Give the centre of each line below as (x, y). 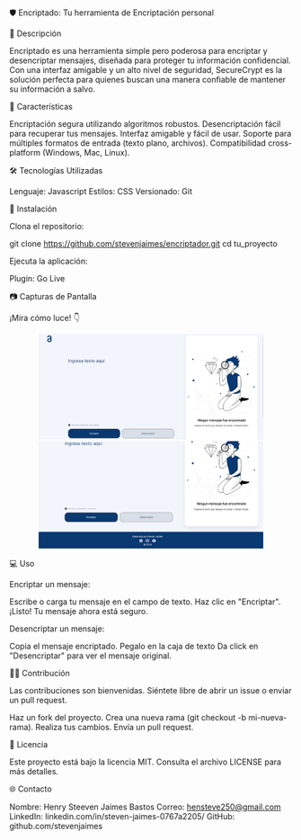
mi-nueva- (268, 718)
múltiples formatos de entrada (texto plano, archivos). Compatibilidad (138, 143)
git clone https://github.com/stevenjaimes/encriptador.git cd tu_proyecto (144, 244)
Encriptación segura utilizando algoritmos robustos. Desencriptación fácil (145, 124)
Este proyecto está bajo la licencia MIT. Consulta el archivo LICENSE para (145, 762)
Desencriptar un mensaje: (57, 629)
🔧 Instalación (33, 209)
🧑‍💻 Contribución (40, 674)
